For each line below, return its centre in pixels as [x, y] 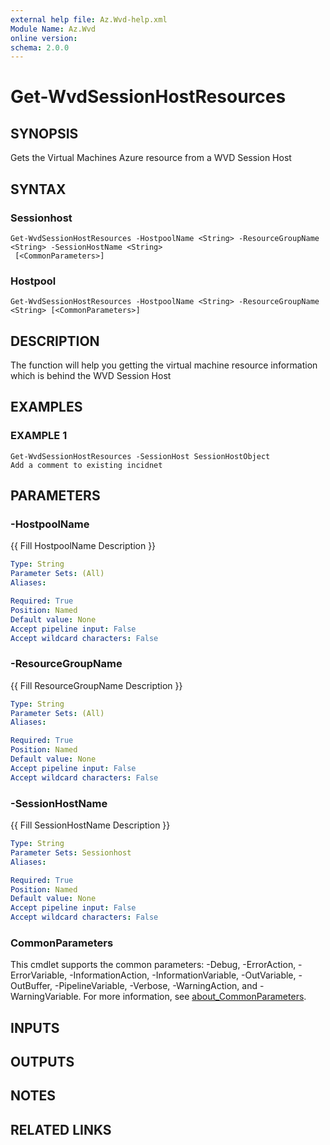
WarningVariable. [46, 997]
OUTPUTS [42, 1062]
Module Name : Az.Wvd [53, 29]
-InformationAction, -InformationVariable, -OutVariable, [183, 975]
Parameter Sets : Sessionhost [71, 852]
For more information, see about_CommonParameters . [195, 997]
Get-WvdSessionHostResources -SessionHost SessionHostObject [140, 456]
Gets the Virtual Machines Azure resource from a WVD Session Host [151, 158]
